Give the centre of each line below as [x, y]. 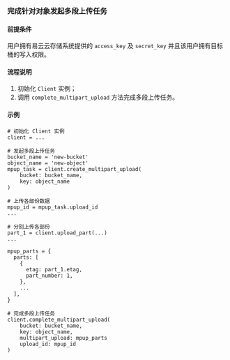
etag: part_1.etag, [54, 269]
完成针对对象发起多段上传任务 [58, 10]
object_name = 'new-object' [48, 163]
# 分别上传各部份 [29, 227]
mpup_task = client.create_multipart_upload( [74, 169]
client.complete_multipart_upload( [59, 320]
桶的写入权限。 [29, 54]
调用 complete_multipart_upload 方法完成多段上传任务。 [98, 97]
